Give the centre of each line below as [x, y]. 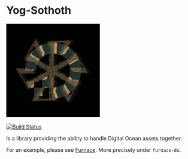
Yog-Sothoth [39, 10]
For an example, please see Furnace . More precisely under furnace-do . [94, 149]
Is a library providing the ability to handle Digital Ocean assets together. [94, 138]
